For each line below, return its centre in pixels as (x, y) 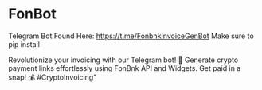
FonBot (33, 14)
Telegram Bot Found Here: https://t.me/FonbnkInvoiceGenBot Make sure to (131, 36)
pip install (24, 44)
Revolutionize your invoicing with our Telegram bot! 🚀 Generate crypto (123, 60)
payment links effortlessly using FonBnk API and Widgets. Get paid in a (125, 68)
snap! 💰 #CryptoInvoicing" (53, 77)
